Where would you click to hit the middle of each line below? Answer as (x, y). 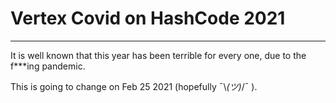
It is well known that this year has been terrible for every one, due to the (158, 55)
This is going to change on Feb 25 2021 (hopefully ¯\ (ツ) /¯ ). (134, 86)
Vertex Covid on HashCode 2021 (148, 18)
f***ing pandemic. (48, 66)
